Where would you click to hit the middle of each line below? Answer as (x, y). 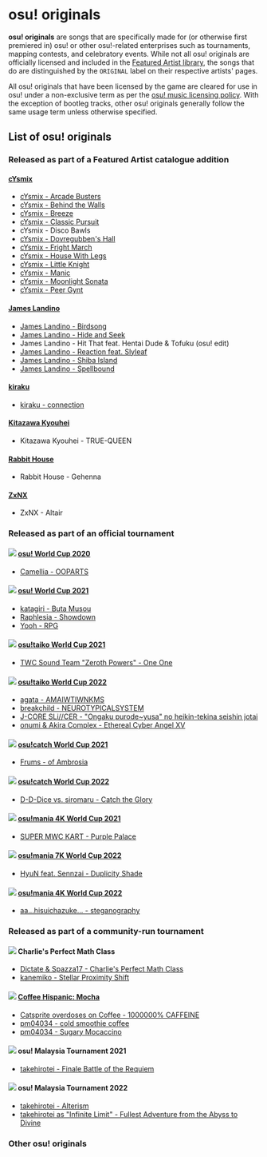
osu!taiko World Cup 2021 (62, 644)
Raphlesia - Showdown (58, 616)
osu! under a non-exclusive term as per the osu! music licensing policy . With (133, 94)
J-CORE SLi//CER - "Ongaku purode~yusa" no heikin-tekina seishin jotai (139, 716)
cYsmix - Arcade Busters (60, 197)
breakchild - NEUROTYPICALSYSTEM (82, 708)
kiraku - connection (52, 405)
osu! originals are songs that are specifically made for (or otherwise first (128, 37)
